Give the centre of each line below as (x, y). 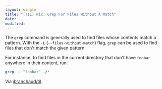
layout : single (21, 10)
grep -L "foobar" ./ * (27, 72)
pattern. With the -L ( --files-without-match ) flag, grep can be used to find (81, 43)
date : (11, 19)
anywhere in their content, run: (36, 63)
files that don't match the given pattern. (45, 48)
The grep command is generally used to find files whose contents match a (81, 38)
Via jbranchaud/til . (24, 82)
